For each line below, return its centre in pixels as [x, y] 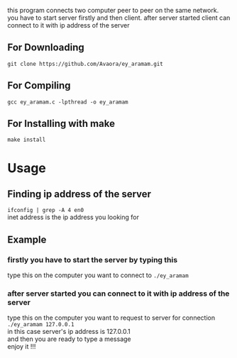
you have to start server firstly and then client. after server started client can [119, 18]
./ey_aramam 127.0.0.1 [41, 325]
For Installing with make [61, 124]
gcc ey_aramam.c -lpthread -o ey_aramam [68, 102]
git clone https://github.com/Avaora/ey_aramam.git [85, 64]
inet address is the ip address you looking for [73, 217]
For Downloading [46, 48]
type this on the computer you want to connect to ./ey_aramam [98, 275]
